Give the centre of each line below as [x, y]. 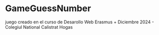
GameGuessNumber [48, 9]
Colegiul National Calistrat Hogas [39, 27]
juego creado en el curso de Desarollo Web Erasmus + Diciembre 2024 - [79, 22]
